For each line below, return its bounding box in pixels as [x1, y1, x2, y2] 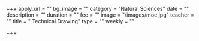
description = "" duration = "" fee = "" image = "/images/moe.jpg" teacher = [6, 11, 195, 18]
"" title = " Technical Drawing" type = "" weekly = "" [6, 18, 135, 24]
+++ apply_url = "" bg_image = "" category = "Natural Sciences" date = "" [6, 5, 189, 12]
